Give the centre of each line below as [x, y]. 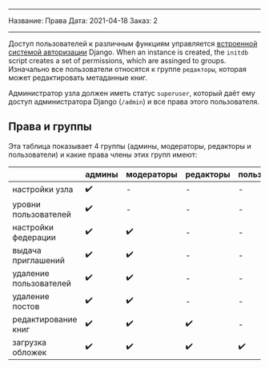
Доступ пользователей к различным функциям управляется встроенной [133, 44]
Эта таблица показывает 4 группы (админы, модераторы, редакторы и [130, 146]
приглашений [39, 260]
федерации [34, 237]
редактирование [45, 319]
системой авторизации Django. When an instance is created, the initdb [128, 52]
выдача [27, 250]
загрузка [29, 342]
